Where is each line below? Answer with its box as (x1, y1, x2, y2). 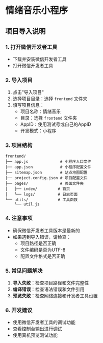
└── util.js (14, 202, 40, 207)
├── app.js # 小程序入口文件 (5, 159, 92, 164)
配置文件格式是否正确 (20, 253, 65, 259)
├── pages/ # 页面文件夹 (5, 181, 84, 186)
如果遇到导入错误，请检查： (12, 234, 71, 240)
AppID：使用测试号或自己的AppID (20, 121, 91, 127)
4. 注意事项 (5, 215, 33, 222)
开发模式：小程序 (20, 128, 57, 134)
